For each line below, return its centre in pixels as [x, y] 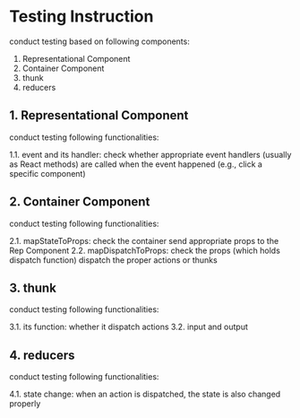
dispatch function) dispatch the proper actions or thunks [113, 260]
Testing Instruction [81, 17]
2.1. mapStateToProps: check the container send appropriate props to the [144, 240]
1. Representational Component [99, 115]
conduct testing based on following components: [99, 41]
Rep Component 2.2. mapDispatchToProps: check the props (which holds [145, 250]
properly [25, 404]
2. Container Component [80, 202]
